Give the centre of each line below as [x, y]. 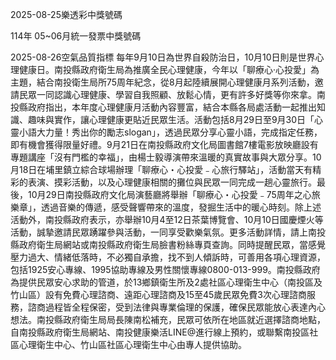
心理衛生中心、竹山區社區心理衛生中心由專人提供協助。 [132, 344]
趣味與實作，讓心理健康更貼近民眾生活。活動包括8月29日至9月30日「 [171, 119]
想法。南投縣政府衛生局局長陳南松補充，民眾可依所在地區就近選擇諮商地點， [168, 319]
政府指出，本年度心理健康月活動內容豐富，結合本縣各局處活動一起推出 [172, 107]
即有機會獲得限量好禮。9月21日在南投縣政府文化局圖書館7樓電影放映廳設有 [164, 144]
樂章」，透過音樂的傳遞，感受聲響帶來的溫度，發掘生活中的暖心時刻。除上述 [166, 207]
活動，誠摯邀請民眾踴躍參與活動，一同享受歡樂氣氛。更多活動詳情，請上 [159, 232]
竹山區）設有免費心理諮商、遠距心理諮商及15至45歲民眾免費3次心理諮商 [158, 294]
